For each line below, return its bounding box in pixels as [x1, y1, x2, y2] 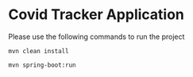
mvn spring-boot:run [8, 61, 77, 69]
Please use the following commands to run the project [8, 32, 185, 41]
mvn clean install [8, 47, 69, 55]
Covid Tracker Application [8, 6, 185, 24]
